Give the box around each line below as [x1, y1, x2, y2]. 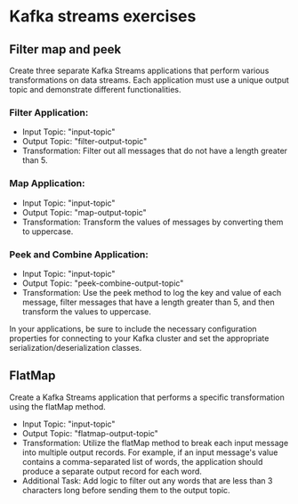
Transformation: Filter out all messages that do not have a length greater [21, 145, 287, 157]
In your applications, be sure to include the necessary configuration [9, 323, 257, 334]
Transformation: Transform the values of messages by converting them [21, 216, 284, 227]
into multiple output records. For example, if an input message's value [21, 447, 278, 458]
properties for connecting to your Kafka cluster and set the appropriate [9, 332, 270, 344]
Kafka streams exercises [9, 6, 197, 27]
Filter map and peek [9, 42, 122, 57]
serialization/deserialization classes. [9, 342, 142, 353]
